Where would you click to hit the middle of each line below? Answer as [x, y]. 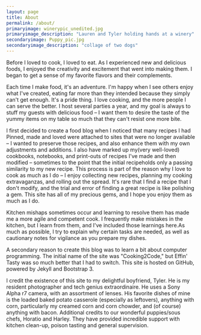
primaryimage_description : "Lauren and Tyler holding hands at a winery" [100, 34]
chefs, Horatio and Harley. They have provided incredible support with [93, 319]
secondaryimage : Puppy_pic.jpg [45, 40]
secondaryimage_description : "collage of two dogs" [72, 46]
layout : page [22, 12]
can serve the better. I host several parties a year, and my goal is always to [98, 106]
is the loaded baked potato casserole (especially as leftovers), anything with [100, 300]
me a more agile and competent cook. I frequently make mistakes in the [94, 219]
